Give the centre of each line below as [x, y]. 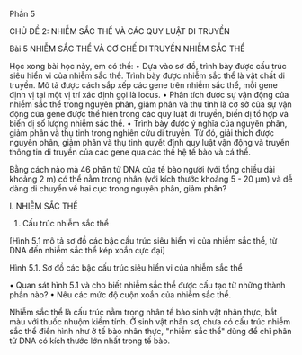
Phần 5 [22, 14]
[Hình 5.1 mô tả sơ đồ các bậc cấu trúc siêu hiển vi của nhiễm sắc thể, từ [143, 241]
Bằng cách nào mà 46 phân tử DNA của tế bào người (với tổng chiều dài [142, 169]
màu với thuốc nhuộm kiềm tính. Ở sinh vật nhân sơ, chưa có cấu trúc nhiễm [150, 322]
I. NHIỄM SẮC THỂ [44, 206]
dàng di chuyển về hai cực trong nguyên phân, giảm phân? [118, 188]
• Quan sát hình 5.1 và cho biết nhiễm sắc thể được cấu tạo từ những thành [147, 285]
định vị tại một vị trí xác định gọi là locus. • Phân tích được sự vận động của [149, 95]
